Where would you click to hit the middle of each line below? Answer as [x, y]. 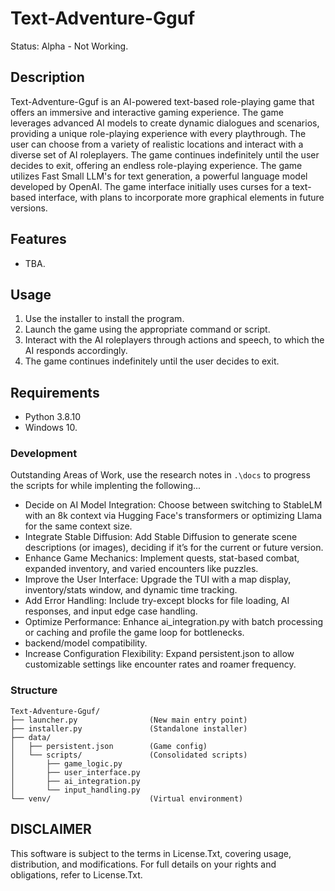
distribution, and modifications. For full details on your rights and [143, 864]
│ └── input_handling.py [75, 790]
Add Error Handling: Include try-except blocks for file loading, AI [157, 601]
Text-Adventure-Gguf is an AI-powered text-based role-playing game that [162, 101]
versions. [29, 208]
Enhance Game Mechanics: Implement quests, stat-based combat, [162, 558]
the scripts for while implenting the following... [106, 486]
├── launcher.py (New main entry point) [129, 720]
